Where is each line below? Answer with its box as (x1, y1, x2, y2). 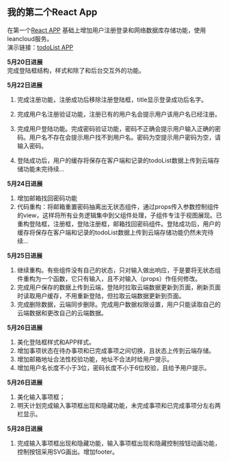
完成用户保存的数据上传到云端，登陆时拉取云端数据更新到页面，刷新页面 (16, 283, 221, 291)
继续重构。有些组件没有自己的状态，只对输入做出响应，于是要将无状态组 (16, 266, 221, 274)
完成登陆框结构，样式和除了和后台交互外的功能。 (7, 66, 145, 74)
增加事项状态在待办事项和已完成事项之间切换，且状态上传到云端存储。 (16, 346, 215, 354)
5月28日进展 (7, 424, 43, 433)
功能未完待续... (23, 165, 65, 173)
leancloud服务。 (7, 34, 53, 42)
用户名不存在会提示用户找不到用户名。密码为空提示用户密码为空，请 (29, 133, 221, 141)
